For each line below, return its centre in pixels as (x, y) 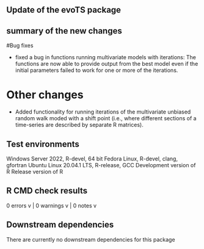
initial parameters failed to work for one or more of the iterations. (97, 70)
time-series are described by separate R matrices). (79, 125)
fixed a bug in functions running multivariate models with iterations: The (106, 57)
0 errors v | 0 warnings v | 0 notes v (51, 205)
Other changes (45, 95)
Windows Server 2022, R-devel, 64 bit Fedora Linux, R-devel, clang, (92, 159)
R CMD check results (47, 191)
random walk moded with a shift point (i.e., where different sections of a (106, 118)
